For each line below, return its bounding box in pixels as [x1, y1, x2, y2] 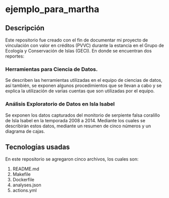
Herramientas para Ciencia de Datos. [5, 66, 98, 73]
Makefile [12, 171, 31, 177]
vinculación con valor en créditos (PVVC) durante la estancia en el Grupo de [5, 42, 164, 48]
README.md [12, 166, 39, 172]
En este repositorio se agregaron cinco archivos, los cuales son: [5, 156, 139, 162]
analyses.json [12, 182, 41, 188]
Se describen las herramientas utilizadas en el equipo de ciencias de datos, [5, 77, 163, 83]
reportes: [5, 53, 24, 59]
